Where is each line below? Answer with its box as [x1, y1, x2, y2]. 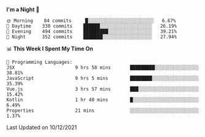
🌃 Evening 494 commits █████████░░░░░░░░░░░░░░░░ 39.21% [6, 28, 177, 34]
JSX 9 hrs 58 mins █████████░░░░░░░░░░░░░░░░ [6, 65, 199, 71]
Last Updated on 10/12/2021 [6, 123, 77, 131]
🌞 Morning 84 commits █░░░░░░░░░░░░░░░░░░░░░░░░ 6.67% [6, 18, 176, 24]
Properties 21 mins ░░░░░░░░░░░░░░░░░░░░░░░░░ [6, 108, 199, 114]
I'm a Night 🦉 [6, 6, 40, 13]
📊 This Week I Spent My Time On [6, 45, 93, 52]
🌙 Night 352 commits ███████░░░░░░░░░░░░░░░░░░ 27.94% [6, 34, 177, 40]
